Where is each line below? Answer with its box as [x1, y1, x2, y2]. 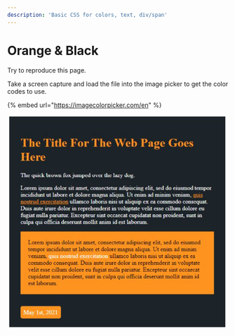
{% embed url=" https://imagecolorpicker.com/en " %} [7, 101, 162, 109]
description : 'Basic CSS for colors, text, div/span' [7, 11, 168, 18]
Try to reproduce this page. [7, 66, 86, 74]
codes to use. [7, 87, 47, 95]
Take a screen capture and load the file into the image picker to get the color [7, 80, 229, 88]
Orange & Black [7, 42, 99, 58]
